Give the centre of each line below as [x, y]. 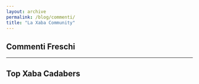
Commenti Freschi [41, 46]
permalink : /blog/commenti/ [41, 17]
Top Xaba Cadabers [43, 74]
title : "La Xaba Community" [41, 22]
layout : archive [26, 12]
